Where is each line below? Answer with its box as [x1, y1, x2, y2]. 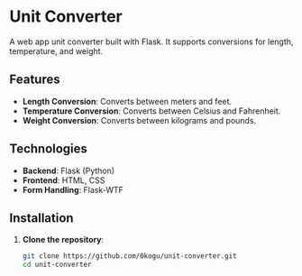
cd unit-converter [22, 260, 92, 270]
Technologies [9, 142, 88, 157]
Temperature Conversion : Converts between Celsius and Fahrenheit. [22, 106, 281, 116]
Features [9, 72, 60, 87]
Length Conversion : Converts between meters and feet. [22, 96, 233, 106]
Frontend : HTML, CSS [22, 174, 105, 186]
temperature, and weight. [9, 45, 104, 56]
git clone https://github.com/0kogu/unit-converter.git [22, 252, 237, 261]
